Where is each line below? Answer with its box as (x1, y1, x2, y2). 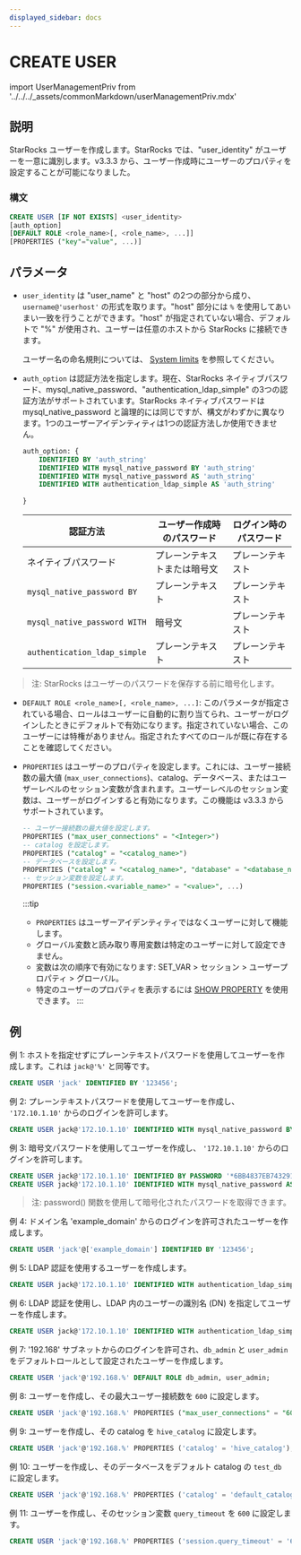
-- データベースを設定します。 (21, 857, 121, 866)
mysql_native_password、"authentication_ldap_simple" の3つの (46, 384, 280, 394)
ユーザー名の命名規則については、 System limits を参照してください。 (21, 353, 279, 364)
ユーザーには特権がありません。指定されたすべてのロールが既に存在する (21, 731, 288, 742)
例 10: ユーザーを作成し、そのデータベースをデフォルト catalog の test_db (9, 1461, 282, 1472)
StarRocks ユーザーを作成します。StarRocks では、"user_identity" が (9, 144, 263, 155)
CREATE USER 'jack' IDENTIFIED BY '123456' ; (9, 1078, 178, 1087)
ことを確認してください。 (21, 742, 116, 753)
